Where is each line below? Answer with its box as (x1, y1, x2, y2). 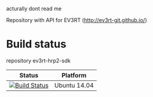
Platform (61, 71, 87, 79)
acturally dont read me (6, 5, 62, 12)
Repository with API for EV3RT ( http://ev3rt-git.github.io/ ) (6, 17, 148, 23)
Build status (6, 37, 67, 51)
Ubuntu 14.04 (54, 81, 94, 89)
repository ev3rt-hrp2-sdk (6, 57, 71, 64)
